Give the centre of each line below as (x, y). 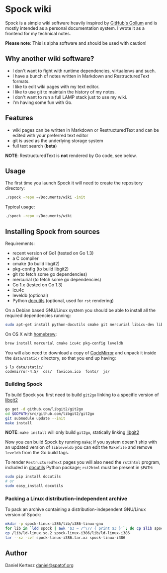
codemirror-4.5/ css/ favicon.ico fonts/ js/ (58, 371)
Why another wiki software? (50, 59)
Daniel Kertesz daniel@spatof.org (39, 565)
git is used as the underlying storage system (58, 141)
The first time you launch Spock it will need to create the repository (74, 183)
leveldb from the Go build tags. (37, 453)
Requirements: (20, 243)
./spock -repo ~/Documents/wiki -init (45, 197)
